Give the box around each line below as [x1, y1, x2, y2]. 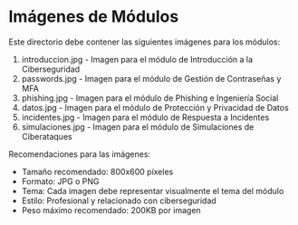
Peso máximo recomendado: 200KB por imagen [21, 204, 201, 215]
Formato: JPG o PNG [21, 175, 100, 187]
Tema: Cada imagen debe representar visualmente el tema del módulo [21, 185, 284, 196]
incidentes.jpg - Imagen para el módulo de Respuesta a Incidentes [21, 112, 270, 122]
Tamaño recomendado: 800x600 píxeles [21, 166, 174, 177]
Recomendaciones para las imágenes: [8, 148, 151, 160]
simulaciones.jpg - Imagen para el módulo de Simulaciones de [21, 121, 255, 132]
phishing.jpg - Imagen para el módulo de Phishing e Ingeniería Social [21, 93, 279, 103]
